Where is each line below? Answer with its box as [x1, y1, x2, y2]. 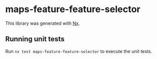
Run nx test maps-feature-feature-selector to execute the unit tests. [5, 48, 152, 54]
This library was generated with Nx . [5, 20, 80, 26]
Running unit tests [5, 35, 65, 43]
